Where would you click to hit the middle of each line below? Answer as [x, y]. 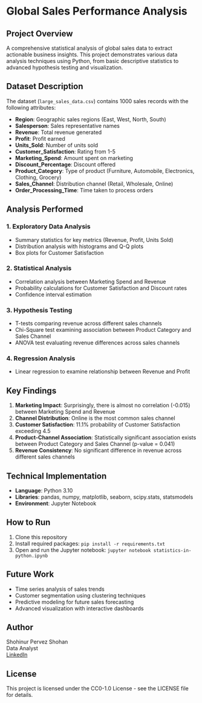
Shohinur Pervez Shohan [37, 642]
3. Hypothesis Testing [39, 310]
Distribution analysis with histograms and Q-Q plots [79, 246]
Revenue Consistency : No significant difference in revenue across [98, 451]
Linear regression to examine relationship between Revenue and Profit [103, 372]
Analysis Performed [45, 210]
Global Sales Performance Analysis [97, 11]
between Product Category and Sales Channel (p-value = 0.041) [95, 444]
